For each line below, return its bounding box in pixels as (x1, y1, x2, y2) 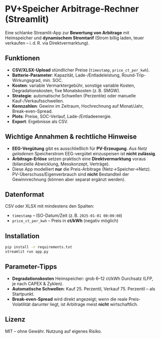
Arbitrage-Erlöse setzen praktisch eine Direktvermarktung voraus (12, 156, 146, 161)
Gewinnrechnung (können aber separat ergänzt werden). (12, 176, 126, 182)
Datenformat (5, 190, 44, 198)
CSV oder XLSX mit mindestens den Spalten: (5, 203, 94, 209)
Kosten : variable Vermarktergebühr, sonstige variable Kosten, (12, 82, 135, 88)
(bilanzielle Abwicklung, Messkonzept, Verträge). (12, 161, 110, 167)
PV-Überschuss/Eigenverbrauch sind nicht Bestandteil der (12, 171, 130, 177)
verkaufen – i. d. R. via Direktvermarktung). (5, 40, 89, 46)
